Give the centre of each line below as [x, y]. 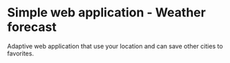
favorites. [21, 53]
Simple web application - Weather [106, 13]
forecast [32, 27]
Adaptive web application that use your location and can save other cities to [115, 46]
